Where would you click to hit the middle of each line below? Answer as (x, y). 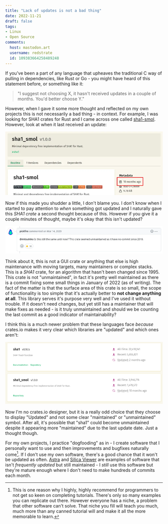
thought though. (22, 433)
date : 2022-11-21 (23, 16)
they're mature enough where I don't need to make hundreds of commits (80, 470)
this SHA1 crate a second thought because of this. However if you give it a (81, 214)
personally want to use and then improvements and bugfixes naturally (77, 448)
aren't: (12, 335)
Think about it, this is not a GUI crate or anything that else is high (72, 261)
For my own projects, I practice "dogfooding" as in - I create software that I (82, 443)
